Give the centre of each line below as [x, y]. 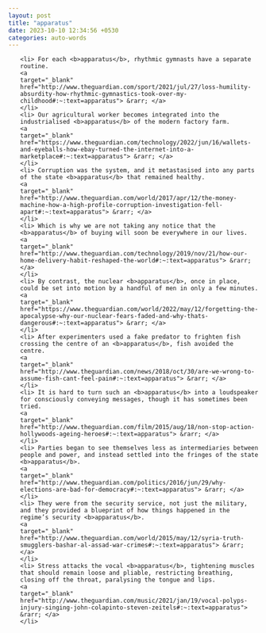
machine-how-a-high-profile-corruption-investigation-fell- [121, 205]
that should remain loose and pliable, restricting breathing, [127, 573]
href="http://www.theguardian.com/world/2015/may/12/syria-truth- [132, 539]
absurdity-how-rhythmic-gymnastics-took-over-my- [104, 94]
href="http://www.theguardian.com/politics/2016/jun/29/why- [123, 483]
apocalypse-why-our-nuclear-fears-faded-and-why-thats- [114, 316]
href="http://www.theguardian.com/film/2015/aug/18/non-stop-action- [137, 428]
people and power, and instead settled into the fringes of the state [139, 455]
